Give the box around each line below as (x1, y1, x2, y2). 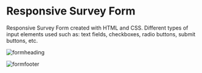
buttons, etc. (6, 37, 38, 44)
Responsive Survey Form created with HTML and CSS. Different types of (6, 24, 189, 31)
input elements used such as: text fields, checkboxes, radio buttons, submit (6, 30, 196, 37)
